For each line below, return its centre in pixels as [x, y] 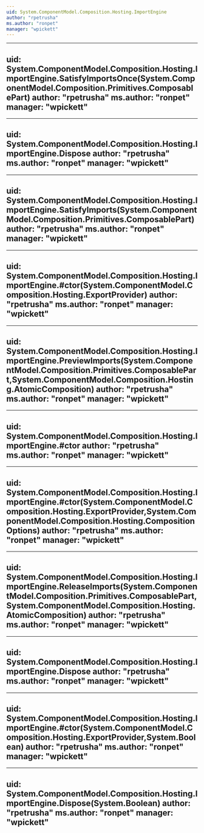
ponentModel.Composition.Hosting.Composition [101, 521]
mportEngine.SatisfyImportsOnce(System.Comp [101, 78]
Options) [23, 530]
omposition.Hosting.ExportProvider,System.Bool [101, 737]
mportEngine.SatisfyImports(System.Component [102, 210]
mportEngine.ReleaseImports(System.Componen [102, 587]
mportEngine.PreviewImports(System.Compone [100, 360]
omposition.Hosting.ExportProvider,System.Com [101, 512]
